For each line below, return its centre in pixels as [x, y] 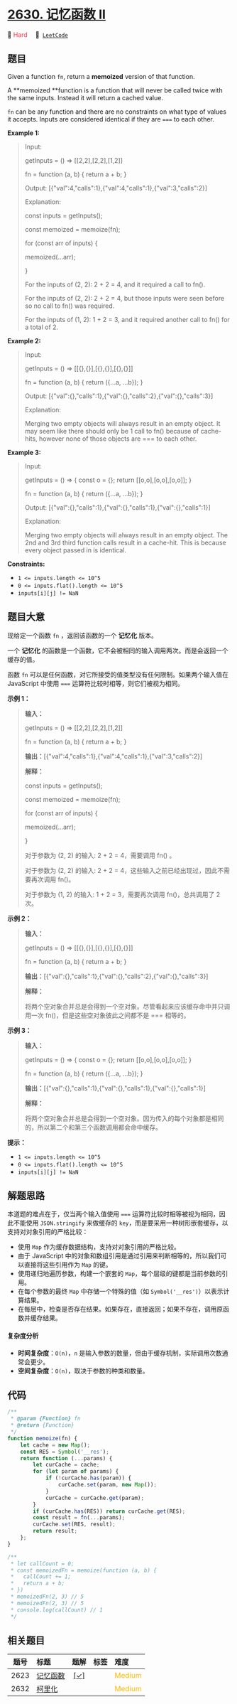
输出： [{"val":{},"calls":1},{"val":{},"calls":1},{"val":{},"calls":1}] [115, 1088]
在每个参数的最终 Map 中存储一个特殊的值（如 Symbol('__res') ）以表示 [120, 1292]
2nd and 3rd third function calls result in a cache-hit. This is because [125, 542]
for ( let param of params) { [76, 1472]
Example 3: [24, 452]
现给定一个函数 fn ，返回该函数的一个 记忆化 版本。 [83, 635]
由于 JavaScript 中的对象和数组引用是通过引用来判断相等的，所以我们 [119, 1256]
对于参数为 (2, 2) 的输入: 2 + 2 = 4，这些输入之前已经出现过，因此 [121, 870]
